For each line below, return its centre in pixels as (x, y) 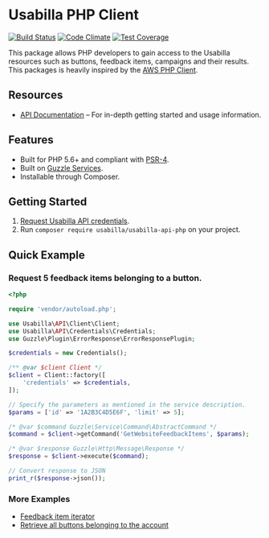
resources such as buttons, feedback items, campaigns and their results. (129, 61)
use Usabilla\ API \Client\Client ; (64, 324)
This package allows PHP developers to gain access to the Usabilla (119, 52)
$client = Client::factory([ (57, 375)
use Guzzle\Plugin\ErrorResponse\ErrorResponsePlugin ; (102, 339)
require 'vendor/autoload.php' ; (62, 309)
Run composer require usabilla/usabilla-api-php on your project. (130, 230)
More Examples (39, 499)
